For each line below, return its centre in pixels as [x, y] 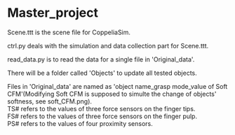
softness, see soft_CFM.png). [50, 101]
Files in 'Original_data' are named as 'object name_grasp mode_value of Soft [117, 86]
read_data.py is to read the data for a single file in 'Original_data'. [101, 59]
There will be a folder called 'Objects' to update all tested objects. [102, 73]
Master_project [53, 13]
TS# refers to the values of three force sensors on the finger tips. [101, 108]
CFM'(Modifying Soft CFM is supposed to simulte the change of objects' [112, 94]
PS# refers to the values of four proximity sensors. [80, 123]
